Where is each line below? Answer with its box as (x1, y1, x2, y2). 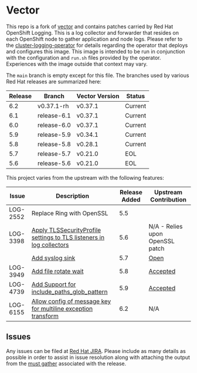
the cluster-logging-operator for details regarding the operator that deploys (6, 42, 188, 49)
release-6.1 (37, 111, 72, 119)
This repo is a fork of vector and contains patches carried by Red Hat (6, 23, 174, 30)
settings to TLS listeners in (31, 233, 104, 241)
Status (125, 92, 145, 100)
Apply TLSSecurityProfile (31, 226, 101, 234)
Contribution (150, 195, 186, 203)
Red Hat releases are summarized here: (6, 78, 101, 85)
